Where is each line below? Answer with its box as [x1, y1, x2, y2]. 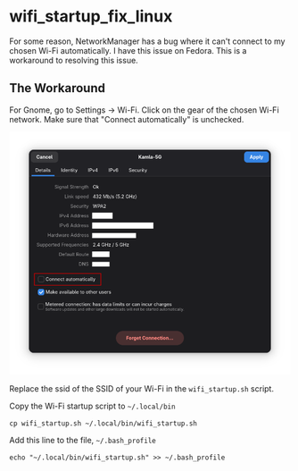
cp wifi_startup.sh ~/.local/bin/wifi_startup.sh [9, 418, 198, 428]
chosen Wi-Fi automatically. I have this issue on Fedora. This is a [9, 45, 247, 55]
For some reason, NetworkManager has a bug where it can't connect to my [9, 36, 286, 46]
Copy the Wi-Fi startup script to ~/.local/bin [9, 400, 176, 411]
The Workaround [9, 80, 105, 96]
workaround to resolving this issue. [9, 55, 138, 65]
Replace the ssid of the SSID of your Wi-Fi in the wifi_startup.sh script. [9, 383, 275, 394]
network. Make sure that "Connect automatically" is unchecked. [9, 114, 244, 124]
